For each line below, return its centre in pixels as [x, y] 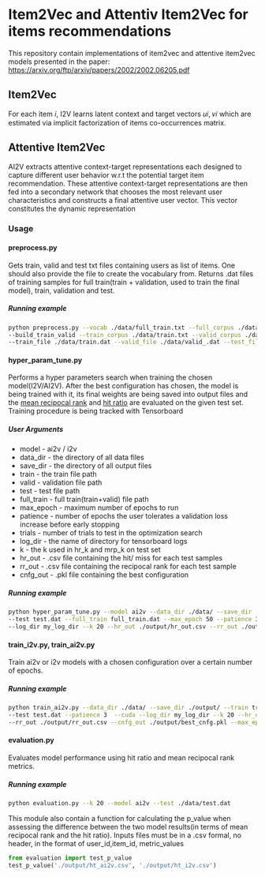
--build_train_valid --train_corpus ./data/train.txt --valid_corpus [125, 335]
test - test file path [50, 491]
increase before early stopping [69, 525]
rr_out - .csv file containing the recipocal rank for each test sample [128, 567]
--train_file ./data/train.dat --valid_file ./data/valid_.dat [114, 342]
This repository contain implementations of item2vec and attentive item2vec [132, 53]
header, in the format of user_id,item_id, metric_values [96, 843]
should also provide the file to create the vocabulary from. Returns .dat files [131, 273]
